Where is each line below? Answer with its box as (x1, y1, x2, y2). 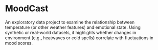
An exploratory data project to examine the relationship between (5, 19, 135, 25)
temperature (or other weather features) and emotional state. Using (5, 24, 141, 30)
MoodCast (5, 3, 48, 14)
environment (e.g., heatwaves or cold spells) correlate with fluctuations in (5, 35, 154, 41)
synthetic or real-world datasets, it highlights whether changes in (5, 29, 136, 35)
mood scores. (5, 40, 33, 46)
